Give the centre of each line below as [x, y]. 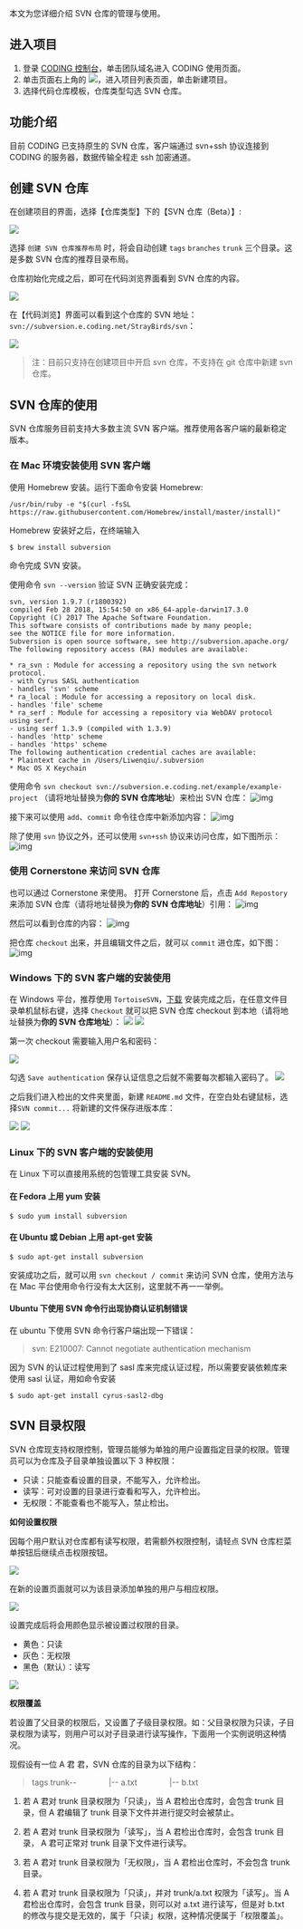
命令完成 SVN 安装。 [48, 565]
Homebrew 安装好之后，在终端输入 [75, 530]
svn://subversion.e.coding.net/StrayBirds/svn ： [103, 326]
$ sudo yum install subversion [68, 1216]
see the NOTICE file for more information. [93, 633]
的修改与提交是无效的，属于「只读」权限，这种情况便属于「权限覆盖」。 [155, 1915]
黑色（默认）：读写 [56, 1666]
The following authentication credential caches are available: [133, 752]
